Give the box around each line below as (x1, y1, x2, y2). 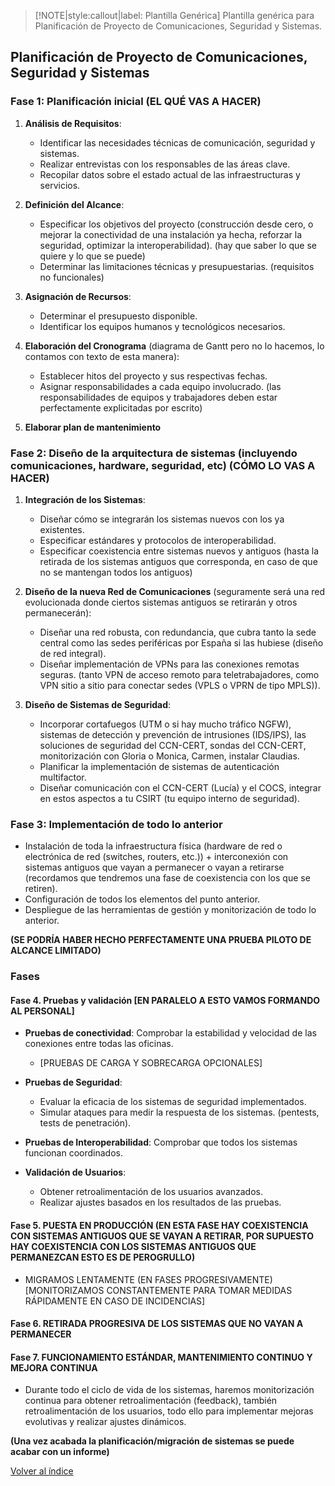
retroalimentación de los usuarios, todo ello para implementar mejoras (24, 1405, 314, 1417)
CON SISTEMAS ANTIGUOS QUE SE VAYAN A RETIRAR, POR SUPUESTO (10, 1230, 315, 1242)
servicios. (39, 179, 81, 191)
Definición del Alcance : (24, 198, 125, 210)
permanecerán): (24, 606, 92, 619)
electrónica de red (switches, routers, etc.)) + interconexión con (24, 851, 289, 863)
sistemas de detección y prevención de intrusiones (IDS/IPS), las (39, 728, 307, 740)
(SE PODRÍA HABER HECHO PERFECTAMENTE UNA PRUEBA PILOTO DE (10, 934, 312, 946)
